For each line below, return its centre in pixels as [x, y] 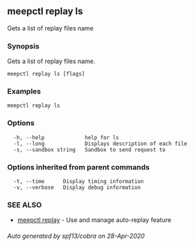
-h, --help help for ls [66, 137]
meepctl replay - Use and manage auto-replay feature [94, 220]
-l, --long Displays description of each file [100, 144]
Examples [24, 92]
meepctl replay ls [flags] [46, 74]
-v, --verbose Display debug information [77, 187]
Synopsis [23, 46]
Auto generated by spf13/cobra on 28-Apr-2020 [76, 236]
